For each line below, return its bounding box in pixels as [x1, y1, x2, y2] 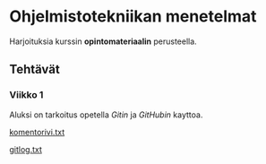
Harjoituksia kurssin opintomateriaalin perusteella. [9, 36, 197, 47]
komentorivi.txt [9, 126, 65, 137]
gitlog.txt [9, 143, 43, 154]
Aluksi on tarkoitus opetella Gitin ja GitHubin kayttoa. [9, 109, 203, 120]
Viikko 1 [9, 89, 44, 101]
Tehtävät [9, 62, 60, 77]
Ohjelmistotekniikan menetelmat [9, 6, 257, 27]
